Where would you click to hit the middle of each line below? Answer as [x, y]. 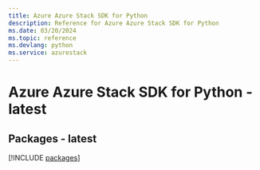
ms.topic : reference [43, 38]
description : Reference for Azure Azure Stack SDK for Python [114, 23]
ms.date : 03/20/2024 [43, 30]
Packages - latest [53, 138]
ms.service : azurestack [48, 53]
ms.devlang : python [41, 45]
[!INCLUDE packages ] [44, 158]
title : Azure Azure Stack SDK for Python [78, 16]
